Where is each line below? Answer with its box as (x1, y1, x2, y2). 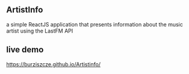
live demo (6, 45, 44, 55)
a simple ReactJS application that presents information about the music (6, 20, 184, 28)
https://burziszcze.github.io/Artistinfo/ (6, 60, 101, 68)
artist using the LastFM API (6, 27, 73, 34)
